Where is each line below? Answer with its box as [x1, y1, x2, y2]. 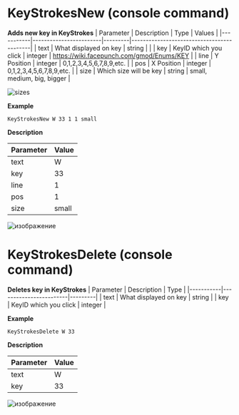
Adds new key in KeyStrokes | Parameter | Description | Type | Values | [7, 29, 219, 37]
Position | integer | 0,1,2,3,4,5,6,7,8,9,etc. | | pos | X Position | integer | [7, 58, 212, 67]
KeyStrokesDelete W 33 [7, 328, 75, 335]
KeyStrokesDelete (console [7, 247, 173, 263]
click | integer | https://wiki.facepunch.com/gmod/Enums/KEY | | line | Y [7, 51, 219, 60]
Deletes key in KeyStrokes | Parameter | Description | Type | [7, 285, 186, 294]
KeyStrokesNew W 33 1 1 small [7, 116, 98, 123]
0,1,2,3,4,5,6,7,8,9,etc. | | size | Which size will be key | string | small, [7, 66, 208, 75]
